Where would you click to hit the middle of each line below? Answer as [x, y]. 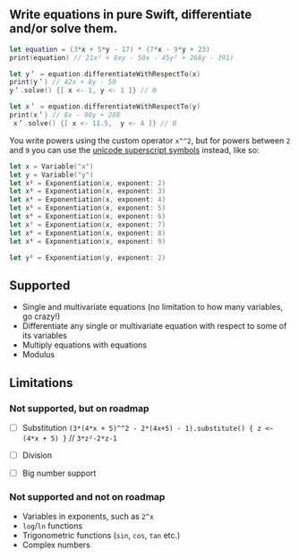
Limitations [41, 383]
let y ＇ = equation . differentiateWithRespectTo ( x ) [105, 74]
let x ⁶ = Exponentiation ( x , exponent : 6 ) [88, 217]
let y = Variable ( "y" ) [51, 175]
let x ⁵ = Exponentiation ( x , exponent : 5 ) [88, 208]
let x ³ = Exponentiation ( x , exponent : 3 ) [88, 192]
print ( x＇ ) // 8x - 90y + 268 [65, 116]
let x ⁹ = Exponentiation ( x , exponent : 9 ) [88, 241]
